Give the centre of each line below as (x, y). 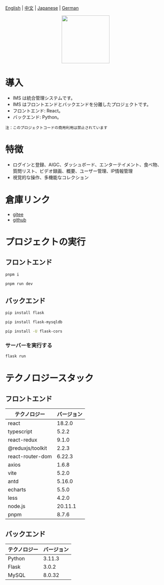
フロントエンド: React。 (38, 111)
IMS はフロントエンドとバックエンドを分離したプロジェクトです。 (82, 104)
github (19, 220)
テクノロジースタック (49, 379)
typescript (20, 432)
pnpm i (12, 274)
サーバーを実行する (29, 345)
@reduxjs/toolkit (28, 448)
